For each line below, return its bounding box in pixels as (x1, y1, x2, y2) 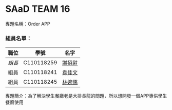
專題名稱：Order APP (5, 21, 50, 27)
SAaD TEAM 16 (5, 3, 70, 15)
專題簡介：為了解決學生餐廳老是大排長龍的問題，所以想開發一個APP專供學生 (5, 93, 167, 99)
